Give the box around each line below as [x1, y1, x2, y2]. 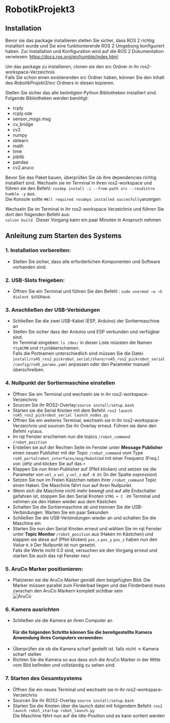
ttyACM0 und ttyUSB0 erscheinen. [12, 345, 80, 351]
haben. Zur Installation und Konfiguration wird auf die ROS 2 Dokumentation [5, 48, 164, 54]
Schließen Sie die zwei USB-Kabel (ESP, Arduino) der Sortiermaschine [12, 318, 160, 324]
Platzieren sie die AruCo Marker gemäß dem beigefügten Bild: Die [12, 577, 151, 583]
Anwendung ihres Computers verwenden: [12, 634, 104, 640]
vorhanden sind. [12, 264, 47, 270]
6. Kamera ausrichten [5, 606, 60, 613]
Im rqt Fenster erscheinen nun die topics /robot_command [12, 433, 130, 440]
